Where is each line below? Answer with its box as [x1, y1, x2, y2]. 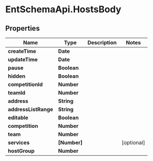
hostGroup [8, 147, 35, 154]
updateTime [8, 56, 38, 63]
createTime [8, 48, 36, 55]
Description [87, 39, 117, 46]
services [8, 139, 30, 146]
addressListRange [8, 106, 53, 113]
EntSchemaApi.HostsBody [5, 4, 122, 15]
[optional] [121, 139, 145, 146]
